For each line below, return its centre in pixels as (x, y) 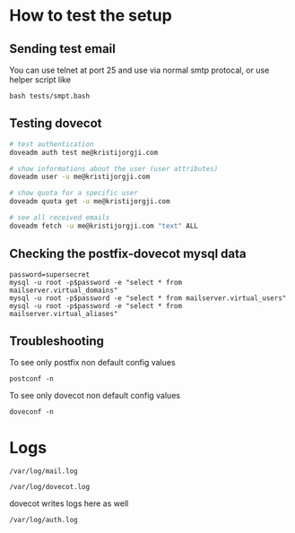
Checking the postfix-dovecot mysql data (128, 254)
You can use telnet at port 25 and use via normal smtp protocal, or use (139, 70)
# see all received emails (60, 218)
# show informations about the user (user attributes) (114, 168)
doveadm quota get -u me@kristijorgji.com (90, 202)
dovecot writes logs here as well (69, 503)
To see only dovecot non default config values (95, 396)
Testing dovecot (56, 123)
